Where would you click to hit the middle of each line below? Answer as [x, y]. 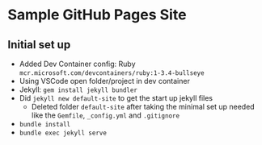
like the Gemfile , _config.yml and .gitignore [105, 115]
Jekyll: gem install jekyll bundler [78, 89]
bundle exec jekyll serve [63, 133]
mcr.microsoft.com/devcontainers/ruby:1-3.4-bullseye [112, 73]
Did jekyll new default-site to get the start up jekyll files [116, 98]
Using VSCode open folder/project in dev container [105, 81]
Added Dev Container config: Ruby [77, 64]
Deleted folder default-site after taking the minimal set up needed [143, 107]
